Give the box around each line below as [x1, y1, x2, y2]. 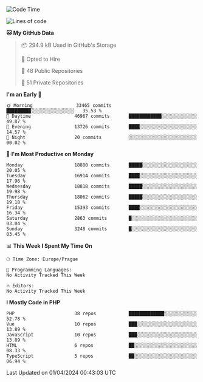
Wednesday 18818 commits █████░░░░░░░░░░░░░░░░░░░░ [6, 183, 198, 189]
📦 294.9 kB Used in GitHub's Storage [21, 41, 117, 49]
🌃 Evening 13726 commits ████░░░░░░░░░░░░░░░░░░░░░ [6, 124, 198, 130]
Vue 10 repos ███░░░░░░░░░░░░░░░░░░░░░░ [6, 321, 198, 327]
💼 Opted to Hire [21, 55, 61, 63]
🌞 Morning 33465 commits [6, 103, 112, 109]
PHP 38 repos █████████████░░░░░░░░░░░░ [6, 310, 198, 316]
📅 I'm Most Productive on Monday [6, 151, 94, 157]
